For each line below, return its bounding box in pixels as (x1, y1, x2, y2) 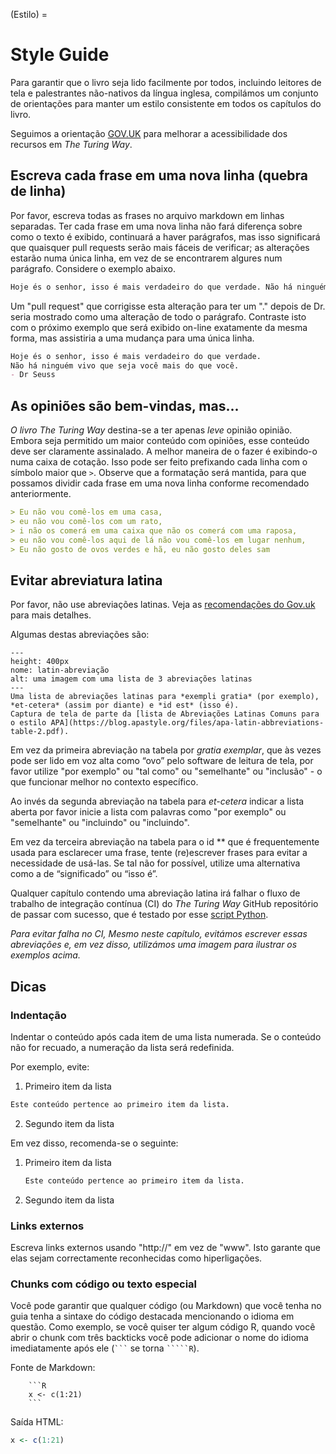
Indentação (10, 1008, 67, 1022)
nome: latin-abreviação (10, 665, 110, 676)
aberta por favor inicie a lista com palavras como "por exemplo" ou (10, 806, 287, 818)
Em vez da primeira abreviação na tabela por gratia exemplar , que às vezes (10, 744, 322, 756)
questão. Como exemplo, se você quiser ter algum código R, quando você (10, 1321, 316, 1333)
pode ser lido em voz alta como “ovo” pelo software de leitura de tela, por (10, 755, 314, 767)
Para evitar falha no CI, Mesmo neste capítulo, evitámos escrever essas (10, 928, 308, 940)
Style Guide (10, 44, 110, 66)
